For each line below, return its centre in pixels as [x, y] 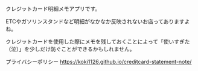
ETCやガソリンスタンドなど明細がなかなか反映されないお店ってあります [95, 21]
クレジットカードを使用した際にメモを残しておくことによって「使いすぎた [98, 41]
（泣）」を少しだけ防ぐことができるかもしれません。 [70, 49]
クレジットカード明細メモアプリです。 [53, 9]
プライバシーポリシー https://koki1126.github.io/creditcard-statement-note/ [99, 62]
